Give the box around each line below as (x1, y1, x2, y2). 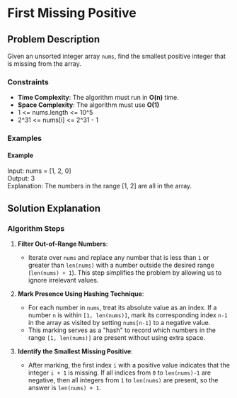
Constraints (7, 76, 50, 86)
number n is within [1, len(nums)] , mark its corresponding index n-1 (28, 311, 228, 319)
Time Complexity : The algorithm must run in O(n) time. (17, 93, 179, 102)
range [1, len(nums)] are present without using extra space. (28, 334, 206, 342)
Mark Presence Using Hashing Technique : (17, 290, 144, 298)
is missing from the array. (7, 59, 81, 68)
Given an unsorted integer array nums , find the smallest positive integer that (7, 52, 226, 60)
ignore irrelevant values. (28, 276, 99, 285)
